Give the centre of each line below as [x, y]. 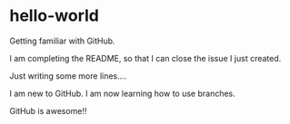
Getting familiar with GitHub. [62, 41]
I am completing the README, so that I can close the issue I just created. [145, 58]
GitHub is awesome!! [48, 110]
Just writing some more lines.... [68, 76]
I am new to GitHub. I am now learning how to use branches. [123, 93]
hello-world [55, 16]
